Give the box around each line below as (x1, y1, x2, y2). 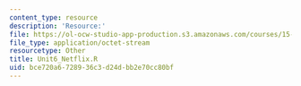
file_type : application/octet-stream (9, 38, 150, 47)
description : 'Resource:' (9, 21, 106, 30)
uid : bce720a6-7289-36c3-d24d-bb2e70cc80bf (9, 64, 175, 73)
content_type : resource (9, 13, 99, 22)
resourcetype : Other (9, 47, 87, 56)
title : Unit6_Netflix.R (9, 55, 99, 64)
